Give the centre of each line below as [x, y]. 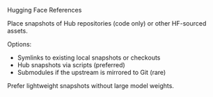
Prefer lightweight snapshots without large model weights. [90, 86]
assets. [17, 31]
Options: [19, 44]
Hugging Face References [45, 10]
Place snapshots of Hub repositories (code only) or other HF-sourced [107, 23]
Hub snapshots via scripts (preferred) [71, 65]
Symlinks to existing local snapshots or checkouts [89, 58]
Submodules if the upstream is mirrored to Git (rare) [92, 72]
